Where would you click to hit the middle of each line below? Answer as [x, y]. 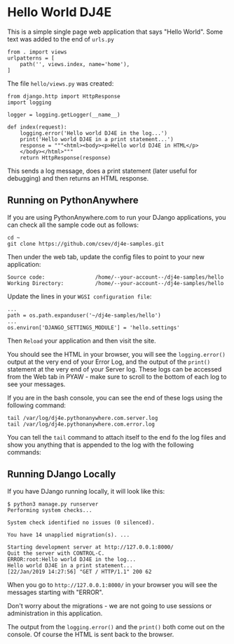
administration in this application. [55, 613]
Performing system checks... [50, 510]
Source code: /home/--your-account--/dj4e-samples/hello [116, 277]
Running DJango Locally [62, 474]
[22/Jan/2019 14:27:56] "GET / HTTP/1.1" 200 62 [80, 572]
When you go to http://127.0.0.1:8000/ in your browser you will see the [112, 584]
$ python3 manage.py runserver [53, 504]
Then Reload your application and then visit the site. [82, 341]
